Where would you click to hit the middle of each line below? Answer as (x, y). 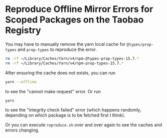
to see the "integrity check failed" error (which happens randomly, (73, 110)
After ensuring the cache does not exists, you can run (60, 73)
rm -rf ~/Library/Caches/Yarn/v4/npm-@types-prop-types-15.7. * (72, 58)
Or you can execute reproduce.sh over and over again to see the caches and (83, 125)
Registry (23, 30)
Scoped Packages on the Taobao (75, 20)
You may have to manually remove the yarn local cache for (65, 44)
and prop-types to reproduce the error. (57, 49)
